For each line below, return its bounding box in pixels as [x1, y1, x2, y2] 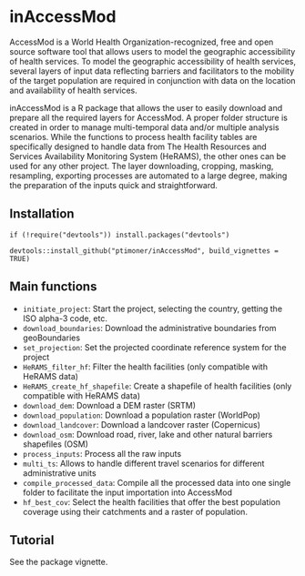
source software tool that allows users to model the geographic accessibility [9, 45, 296, 56]
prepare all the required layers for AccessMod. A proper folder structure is [9, 112, 289, 123]
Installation [9, 207, 75, 222]
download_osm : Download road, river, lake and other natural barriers [22, 429, 273, 440]
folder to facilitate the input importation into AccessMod [22, 487, 232, 498]
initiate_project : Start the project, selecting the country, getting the [22, 303, 283, 314]
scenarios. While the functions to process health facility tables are [9, 131, 258, 142]
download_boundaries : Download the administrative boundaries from [22, 322, 277, 333]
